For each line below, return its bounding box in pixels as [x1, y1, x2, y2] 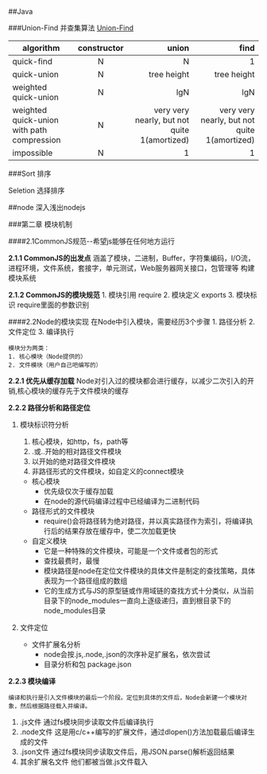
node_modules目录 [43, 606, 106, 615]
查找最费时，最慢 [43, 556, 100, 566]
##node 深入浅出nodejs [8, 203, 86, 212]
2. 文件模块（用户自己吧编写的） [8, 361, 102, 369]
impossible [12, 147, 53, 158]
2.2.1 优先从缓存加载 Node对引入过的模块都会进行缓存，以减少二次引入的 [8, 376, 248, 385]
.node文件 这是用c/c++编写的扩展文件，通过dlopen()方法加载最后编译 [19, 727, 249, 737]
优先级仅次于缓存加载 [43, 487, 114, 496]
